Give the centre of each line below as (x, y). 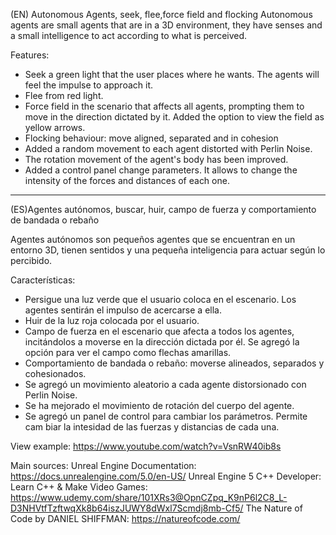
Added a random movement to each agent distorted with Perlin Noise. (168, 148)
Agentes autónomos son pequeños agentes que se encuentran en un (153, 239)
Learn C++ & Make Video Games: (79, 487)
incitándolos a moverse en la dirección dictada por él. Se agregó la (162, 342)
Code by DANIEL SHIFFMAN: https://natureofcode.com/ (125, 518)
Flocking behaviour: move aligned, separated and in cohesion (151, 138)
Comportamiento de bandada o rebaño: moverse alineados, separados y (174, 363)
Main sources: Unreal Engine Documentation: (103, 465)
